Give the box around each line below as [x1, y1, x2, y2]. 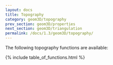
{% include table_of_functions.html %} [5, 54, 85, 60]
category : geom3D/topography [5, 17, 67, 22]
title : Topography [5, 12, 44, 17]
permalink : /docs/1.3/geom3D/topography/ [5, 31, 94, 36]
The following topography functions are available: [5, 45, 108, 50]
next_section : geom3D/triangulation [5, 26, 82, 31]
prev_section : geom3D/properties [5, 21, 76, 27]
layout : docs [5, 7, 33, 13]
